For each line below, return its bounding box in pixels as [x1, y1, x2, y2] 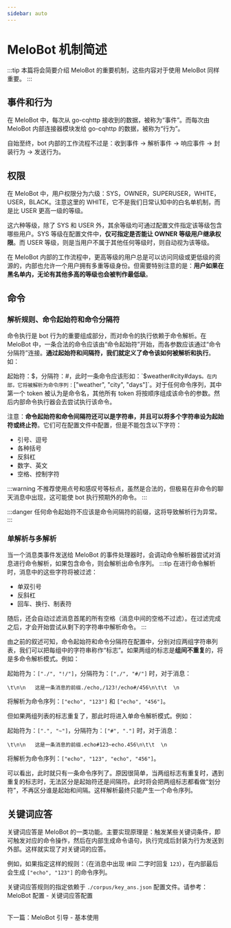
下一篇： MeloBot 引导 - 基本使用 [7, 913, 99, 921]
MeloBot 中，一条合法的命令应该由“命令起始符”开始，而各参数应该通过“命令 [7, 340, 221, 348]
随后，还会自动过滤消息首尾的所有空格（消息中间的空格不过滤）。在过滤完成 [7, 615, 221, 623]
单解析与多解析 [7, 533, 57, 543]
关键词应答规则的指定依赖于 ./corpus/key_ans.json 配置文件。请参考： [7, 883, 208, 891]
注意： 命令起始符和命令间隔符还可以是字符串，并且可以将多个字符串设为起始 [7, 412, 224, 420]
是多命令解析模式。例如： [7, 654, 80, 663]
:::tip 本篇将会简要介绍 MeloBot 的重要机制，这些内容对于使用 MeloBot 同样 [7, 66, 220, 74]
